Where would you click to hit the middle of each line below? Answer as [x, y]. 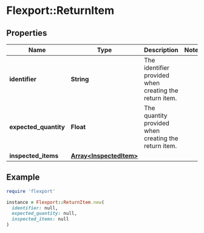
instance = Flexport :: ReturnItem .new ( [55, 202]
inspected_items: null [40, 219]
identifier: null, [35, 208]
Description [161, 50]
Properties [27, 33]
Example [23, 177]
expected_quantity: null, [45, 214]
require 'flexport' [31, 191]
